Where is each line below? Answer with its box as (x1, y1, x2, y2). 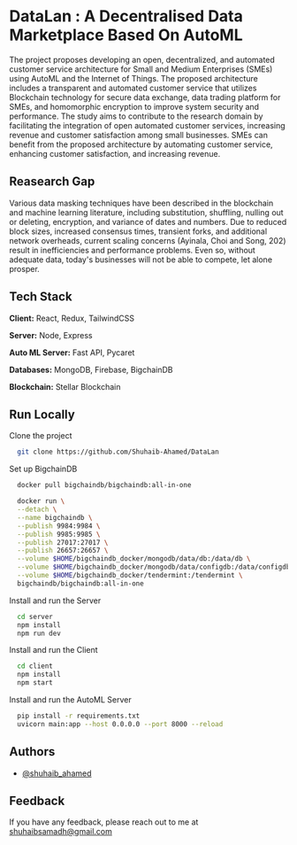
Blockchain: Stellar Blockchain (9, 381, 121, 391)
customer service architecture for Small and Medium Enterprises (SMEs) (9, 64, 273, 74)
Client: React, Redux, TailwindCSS (9, 313, 135, 323)
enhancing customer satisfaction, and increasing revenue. (9, 148, 221, 159)
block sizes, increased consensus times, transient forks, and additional (9, 226, 268, 236)
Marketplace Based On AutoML (9, 25, 243, 45)
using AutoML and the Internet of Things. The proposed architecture (9, 73, 258, 83)
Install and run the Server (9, 595, 102, 606)
